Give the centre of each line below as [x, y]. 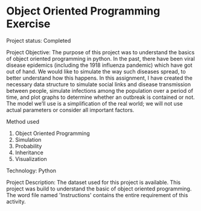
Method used [23, 121]
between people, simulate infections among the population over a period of [100, 90]
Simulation [28, 139]
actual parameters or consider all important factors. [70, 110]
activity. [16, 201]
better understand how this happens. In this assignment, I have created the [100, 78]
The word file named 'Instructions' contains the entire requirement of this [97, 195]
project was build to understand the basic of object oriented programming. [99, 189]
